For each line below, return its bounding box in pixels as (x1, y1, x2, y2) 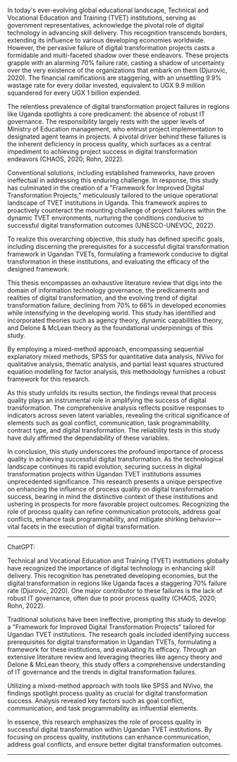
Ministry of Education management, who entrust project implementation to (7, 125, 224, 133)
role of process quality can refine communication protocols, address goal (7, 508, 221, 515)
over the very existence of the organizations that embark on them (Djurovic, (7, 66, 228, 74)
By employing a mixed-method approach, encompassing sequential (7, 345, 205, 353)
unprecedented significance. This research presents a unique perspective (7, 477, 222, 486)
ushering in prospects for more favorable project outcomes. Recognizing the (7, 500, 230, 508)
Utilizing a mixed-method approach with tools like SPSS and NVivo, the (7, 681, 214, 690)
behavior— (189, 515, 222, 523)
